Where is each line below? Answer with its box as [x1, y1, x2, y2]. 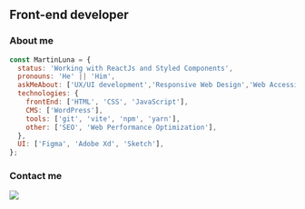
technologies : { [17, 89, 79, 98]
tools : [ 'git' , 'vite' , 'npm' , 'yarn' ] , [25, 114, 181, 124]
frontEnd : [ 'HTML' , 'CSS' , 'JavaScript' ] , [25, 97, 189, 107]
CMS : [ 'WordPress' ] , [25, 105, 103, 114]
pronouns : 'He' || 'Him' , [17, 72, 116, 81]
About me [9, 35, 54, 47]
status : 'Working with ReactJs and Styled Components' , [17, 64, 233, 73]
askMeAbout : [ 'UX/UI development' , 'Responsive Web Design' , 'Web [17, 81, 266, 90]
